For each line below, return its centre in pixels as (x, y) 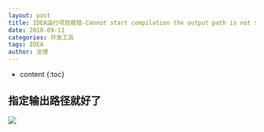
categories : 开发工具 (41, 37)
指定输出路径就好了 (55, 101)
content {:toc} (42, 74)
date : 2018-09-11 (37, 30)
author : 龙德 (28, 52)
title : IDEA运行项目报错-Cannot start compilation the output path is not (130, 23)
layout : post (29, 15)
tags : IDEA (26, 45)
